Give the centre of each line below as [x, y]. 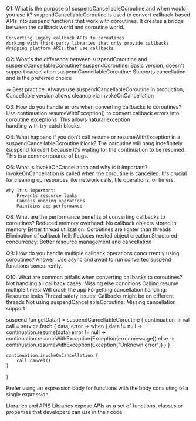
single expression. [28, 394]
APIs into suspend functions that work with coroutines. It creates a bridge [95, 21]
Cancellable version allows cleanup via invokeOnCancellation [80, 96]
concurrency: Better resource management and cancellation [79, 242]
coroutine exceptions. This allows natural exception [68, 119]
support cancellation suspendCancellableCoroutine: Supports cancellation [96, 72]
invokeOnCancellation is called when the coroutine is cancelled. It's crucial [97, 173]
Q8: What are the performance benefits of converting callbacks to [86, 217]
